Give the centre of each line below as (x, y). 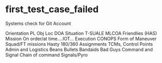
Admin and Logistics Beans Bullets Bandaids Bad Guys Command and (79, 49)
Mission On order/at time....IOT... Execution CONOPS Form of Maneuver (81, 39)
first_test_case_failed (52, 9)
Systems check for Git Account (38, 23)
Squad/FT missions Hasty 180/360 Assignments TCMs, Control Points (79, 44)
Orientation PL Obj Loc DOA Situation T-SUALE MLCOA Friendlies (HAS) (81, 33)
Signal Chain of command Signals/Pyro (47, 55)
